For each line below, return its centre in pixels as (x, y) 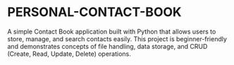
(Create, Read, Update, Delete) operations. (69, 54)
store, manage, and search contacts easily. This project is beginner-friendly (117, 38)
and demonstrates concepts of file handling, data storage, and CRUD (107, 46)
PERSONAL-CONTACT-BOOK (94, 12)
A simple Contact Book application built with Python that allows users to (112, 31)
